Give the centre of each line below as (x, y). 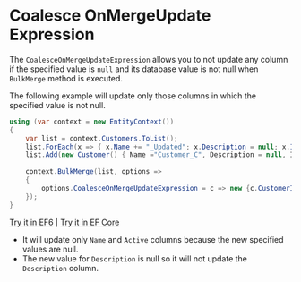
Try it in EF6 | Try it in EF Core (64, 222)
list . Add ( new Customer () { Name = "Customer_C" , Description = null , (156, 155)
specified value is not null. (57, 105)
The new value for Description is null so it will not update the (135, 258)
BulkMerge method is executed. (66, 78)
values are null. (50, 249)
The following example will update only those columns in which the (133, 96)
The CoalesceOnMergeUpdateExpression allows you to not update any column (149, 59)
